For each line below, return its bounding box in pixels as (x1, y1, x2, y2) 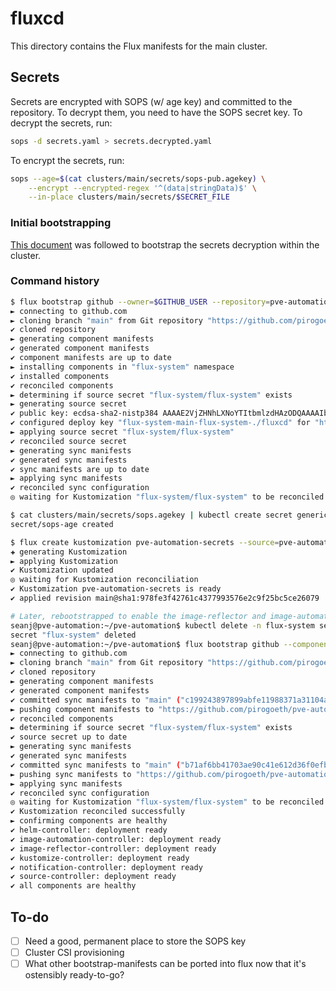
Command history (10, 274, 100, 288)
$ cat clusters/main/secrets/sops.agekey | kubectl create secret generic (10, 510, 329, 521)
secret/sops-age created (10, 519, 114, 529)
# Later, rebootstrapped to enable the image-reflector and (10, 611, 267, 621)
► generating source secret (10, 399, 128, 409)
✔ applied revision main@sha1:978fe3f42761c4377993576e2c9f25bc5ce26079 (10, 593, 320, 604)
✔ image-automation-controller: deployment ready (10, 834, 222, 844)
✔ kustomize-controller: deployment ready (10, 853, 190, 863)
